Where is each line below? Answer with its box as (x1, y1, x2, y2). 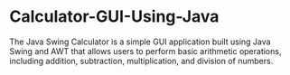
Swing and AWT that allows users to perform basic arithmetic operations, (9, 45, 282, 56)
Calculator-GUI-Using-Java (9, 6, 220, 27)
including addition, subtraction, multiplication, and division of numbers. (9, 55, 274, 66)
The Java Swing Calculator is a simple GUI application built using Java (9, 36, 271, 47)
